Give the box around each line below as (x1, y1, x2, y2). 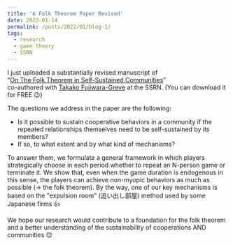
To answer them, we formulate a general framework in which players (7, 153, 205, 161)
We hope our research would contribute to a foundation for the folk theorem (7, 216, 226, 224)
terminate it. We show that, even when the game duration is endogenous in (7, 168, 224, 177)
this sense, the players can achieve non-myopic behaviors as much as (7, 175, 210, 184)
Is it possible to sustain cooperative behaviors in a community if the (17, 117, 212, 126)
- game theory (13, 43, 55, 50)
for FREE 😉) (7, 90, 43, 98)
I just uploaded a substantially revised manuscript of (7, 68, 158, 77)
